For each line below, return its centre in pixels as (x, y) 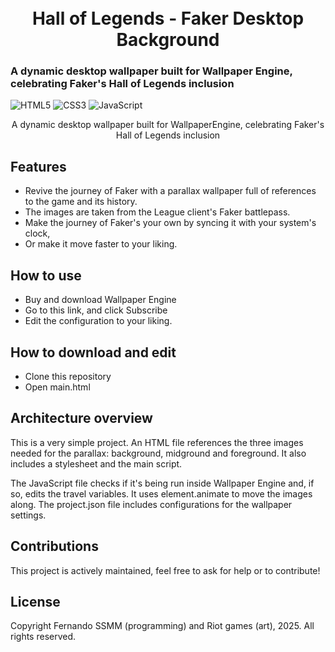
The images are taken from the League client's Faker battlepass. (157, 212)
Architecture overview (81, 418)
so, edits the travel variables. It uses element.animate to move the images (161, 493)
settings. (28, 515)
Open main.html (57, 387)
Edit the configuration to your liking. (98, 321)
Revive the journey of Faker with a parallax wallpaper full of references (170, 191)
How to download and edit (93, 352)
